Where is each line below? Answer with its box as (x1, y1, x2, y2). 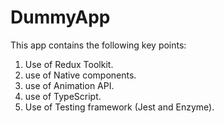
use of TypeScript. (24, 90, 102, 102)
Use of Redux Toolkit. (24, 58, 114, 70)
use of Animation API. (24, 79, 115, 91)
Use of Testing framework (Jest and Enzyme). (24, 101, 215, 113)
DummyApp (10, 6, 111, 29)
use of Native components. (24, 69, 137, 81)
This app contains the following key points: (10, 39, 187, 51)
